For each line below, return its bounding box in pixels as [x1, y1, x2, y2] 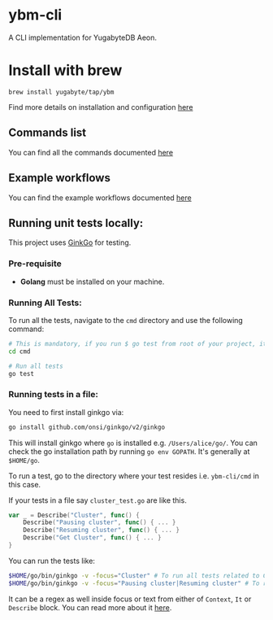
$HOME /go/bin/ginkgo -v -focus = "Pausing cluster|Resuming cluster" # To [8, 579, 260, 587]
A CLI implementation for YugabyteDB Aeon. [8, 33, 157, 42]
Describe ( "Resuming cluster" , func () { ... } [23, 526, 180, 535]
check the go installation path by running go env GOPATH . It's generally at [8, 446, 250, 456]
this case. [8, 479, 41, 489]
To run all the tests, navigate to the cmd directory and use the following [8, 315, 244, 325]
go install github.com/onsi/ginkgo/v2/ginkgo [8, 423, 165, 431]
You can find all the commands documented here [8, 147, 173, 157]
